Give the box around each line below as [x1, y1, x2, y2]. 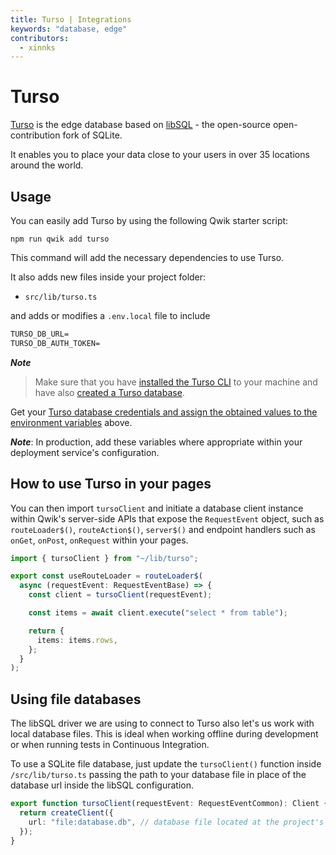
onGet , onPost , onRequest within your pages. [10, 534, 189, 546]
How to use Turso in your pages [10, 476, 212, 493]
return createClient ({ [19, 808, 114, 818]
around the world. [10, 159, 84, 171]
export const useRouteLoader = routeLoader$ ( [10, 571, 203, 581]
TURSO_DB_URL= [10, 329, 70, 339]
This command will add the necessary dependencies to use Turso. [10, 252, 285, 263]
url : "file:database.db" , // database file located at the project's [28, 817, 325, 827]
